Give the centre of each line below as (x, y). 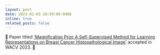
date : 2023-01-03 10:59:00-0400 (38, 14)
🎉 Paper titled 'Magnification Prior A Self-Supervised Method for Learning (80, 37)
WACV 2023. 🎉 (20, 47)
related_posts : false (27, 23)
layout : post (19, 9)
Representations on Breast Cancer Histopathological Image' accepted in (79, 42)
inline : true (19, 18)
